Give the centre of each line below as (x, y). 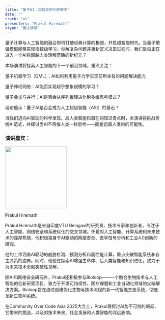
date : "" (14, 14)
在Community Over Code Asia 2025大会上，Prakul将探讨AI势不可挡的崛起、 (82, 306)
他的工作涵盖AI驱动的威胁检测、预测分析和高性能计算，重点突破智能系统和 (80, 254)
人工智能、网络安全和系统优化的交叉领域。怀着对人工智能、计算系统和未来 (80, 232)
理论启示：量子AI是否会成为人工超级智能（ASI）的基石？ (62, 108)
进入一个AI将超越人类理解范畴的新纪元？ (46, 55)
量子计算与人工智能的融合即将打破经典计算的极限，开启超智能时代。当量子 (80, 43)
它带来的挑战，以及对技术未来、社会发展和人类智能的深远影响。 (69, 313)
